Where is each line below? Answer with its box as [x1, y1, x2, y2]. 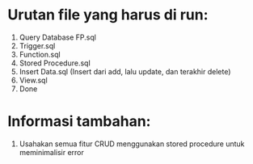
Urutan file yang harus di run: [7, 6, 209, 24]
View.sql [19, 75, 48, 85]
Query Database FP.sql [19, 32, 96, 42]
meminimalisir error [19, 147, 84, 157]
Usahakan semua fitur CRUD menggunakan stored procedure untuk [19, 139, 245, 149]
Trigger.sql [19, 40, 56, 50]
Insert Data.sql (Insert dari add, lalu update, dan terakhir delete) [19, 66, 231, 76]
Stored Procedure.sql [19, 58, 91, 68]
